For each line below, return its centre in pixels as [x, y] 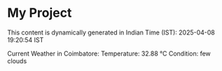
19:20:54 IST [26, 39]
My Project [40, 13]
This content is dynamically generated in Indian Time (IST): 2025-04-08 [111, 32]
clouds [17, 60]
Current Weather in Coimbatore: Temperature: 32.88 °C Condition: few [109, 53]
